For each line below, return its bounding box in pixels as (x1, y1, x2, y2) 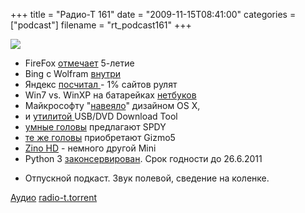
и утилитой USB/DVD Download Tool (24, 110, 178, 122)
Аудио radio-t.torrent (10, 192, 98, 203)
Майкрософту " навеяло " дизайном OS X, (24, 100, 201, 111)
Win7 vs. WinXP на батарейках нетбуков (24, 89, 197, 101)
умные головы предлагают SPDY (24, 121, 167, 133)
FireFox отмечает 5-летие (24, 57, 135, 69)
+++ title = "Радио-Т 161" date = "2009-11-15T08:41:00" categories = (10, 9, 297, 20)
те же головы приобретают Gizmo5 (24, 132, 176, 143)
